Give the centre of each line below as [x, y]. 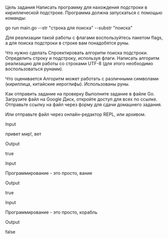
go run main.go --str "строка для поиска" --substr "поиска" [69, 28]
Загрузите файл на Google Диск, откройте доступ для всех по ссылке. [81, 99]
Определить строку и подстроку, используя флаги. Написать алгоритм [82, 58]
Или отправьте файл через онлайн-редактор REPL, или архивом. [75, 114]
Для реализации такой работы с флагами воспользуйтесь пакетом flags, [84, 38]
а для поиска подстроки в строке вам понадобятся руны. [68, 43]
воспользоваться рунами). [34, 69]
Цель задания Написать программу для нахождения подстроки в [76, 7]
